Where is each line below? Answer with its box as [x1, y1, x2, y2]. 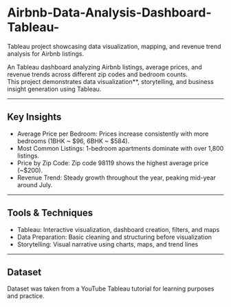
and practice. [7, 292, 45, 300]
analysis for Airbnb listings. [7, 50, 85, 58]
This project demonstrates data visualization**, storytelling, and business [7, 77, 214, 85]
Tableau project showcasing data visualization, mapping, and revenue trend [7, 42, 221, 50]
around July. [16, 180, 53, 189]
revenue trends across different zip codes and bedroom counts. [7, 70, 188, 78]
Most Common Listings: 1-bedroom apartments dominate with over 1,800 [16, 144, 224, 152]
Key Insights [7, 112, 62, 123]
